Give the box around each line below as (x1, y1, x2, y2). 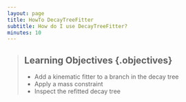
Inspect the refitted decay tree (34, 87, 121, 96)
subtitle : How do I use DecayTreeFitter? (7, 23, 128, 29)
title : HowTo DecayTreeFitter (7, 16, 94, 23)
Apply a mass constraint (34, 80, 103, 88)
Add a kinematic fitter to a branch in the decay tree (34, 73, 179, 81)
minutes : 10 (7, 29, 41, 36)
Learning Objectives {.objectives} (23, 54, 173, 66)
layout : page (7, 10, 45, 17)
